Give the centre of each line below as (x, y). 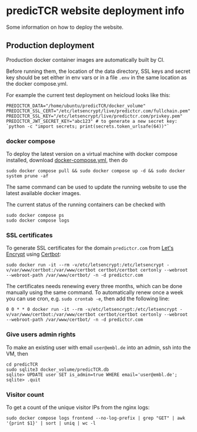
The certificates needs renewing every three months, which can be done (94, 286)
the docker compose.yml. (37, 83)
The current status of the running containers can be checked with (86, 205)
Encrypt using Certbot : (34, 254)
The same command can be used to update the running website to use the (96, 187)
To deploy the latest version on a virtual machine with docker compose (92, 154)
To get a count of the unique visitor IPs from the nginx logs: (78, 407)
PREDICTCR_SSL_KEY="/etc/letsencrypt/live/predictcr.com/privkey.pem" (94, 116)
